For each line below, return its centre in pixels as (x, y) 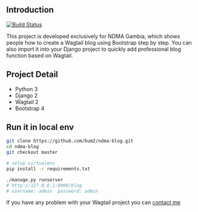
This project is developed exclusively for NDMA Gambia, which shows (93, 36)
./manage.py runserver (35, 180)
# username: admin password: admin (52, 191)
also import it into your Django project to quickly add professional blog (94, 49)
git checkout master (32, 153)
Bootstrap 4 (30, 108)
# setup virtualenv (31, 163)
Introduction (30, 10)
